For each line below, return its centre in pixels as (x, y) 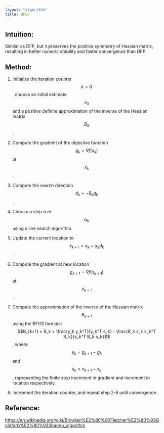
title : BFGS (17, 14)
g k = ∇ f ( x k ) (87, 151)
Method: (19, 67)
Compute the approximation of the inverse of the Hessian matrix (78, 307)
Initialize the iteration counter (42, 79)
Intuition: (19, 34)
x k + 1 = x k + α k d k (86, 246)
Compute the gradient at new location (51, 264)
